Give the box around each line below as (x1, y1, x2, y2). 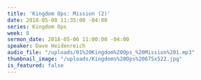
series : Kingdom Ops (7, 23, 68, 30)
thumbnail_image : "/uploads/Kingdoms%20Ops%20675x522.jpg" (7, 56, 183, 63)
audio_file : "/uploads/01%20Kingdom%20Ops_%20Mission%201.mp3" (7, 49, 195, 56)
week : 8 (7, 29, 30, 37)
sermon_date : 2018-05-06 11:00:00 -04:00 (7, 36, 130, 43)
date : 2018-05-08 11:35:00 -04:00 (7, 17, 108, 24)
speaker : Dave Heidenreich (7, 42, 86, 49)
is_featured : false (7, 62, 64, 69)
